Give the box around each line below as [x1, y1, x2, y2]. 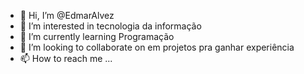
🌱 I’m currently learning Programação [19, 31, 175, 42]
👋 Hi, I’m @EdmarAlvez [19, 10, 115, 21]
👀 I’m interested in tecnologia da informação [19, 20, 202, 32]
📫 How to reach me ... [19, 53, 113, 64]
